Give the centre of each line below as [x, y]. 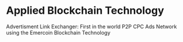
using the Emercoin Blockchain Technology [58, 32]
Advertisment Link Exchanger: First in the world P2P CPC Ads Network [91, 26]
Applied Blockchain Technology [85, 11]
